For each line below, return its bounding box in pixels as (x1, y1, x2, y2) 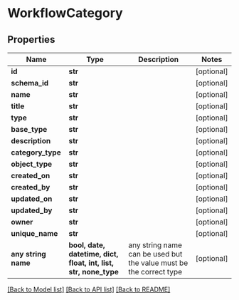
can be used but (127, 249, 183, 259)
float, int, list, (68, 258, 114, 268)
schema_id (11, 78, 49, 88)
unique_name (11, 229, 58, 238)
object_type (11, 159, 53, 169)
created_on (11, 171, 51, 180)
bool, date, (68, 240, 105, 250)
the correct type (127, 267, 183, 276)
